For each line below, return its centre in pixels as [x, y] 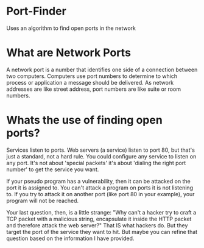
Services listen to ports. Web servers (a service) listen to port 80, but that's [100, 150]
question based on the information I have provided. [70, 238]
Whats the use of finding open [84, 120]
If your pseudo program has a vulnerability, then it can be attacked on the [98, 181]
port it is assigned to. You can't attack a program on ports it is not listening [100, 188]
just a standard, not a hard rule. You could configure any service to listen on [101, 156]
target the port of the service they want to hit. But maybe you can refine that [102, 232]
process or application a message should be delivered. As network [90, 82]
